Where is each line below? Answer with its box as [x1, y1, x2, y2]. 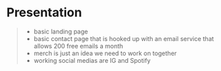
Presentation [6, 5, 82, 20]
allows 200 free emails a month [33, 42, 124, 50]
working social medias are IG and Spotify [33, 56, 151, 64]
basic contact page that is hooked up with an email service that [33, 34, 215, 42]
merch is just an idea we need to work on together [33, 49, 177, 57]
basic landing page [33, 27, 88, 35]
